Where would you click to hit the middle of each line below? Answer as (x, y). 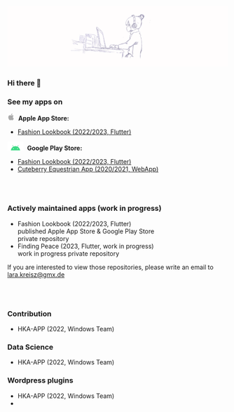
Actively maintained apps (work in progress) (84, 208)
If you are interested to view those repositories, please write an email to (110, 267)
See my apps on (35, 102)
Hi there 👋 (25, 83)
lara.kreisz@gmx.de (36, 274)
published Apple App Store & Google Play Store (86, 231)
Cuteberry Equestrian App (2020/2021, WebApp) (88, 169)
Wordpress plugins (40, 380)
